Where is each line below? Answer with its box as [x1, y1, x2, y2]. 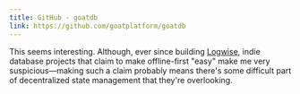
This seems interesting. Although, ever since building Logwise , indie [9, 46, 261, 56]
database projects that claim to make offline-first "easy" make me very [9, 56, 270, 66]
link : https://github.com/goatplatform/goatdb [9, 21, 186, 30]
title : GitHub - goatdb [9, 13, 99, 22]
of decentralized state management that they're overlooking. [9, 74, 233, 85]
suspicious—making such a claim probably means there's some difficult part [9, 64, 292, 76]
